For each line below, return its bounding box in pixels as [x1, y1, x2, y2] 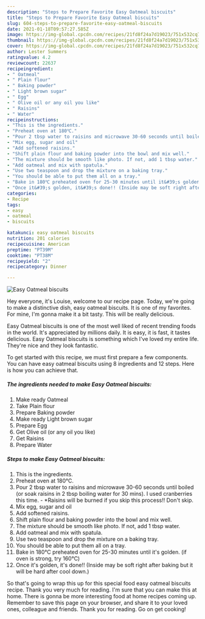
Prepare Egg [15, 422, 47, 429]
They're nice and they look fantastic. [7, 342, 99, 349]
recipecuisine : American [7, 241, 70, 247]
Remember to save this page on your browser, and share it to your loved [7, 599, 188, 607]
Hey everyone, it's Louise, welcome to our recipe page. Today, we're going [7, 298, 195, 305]
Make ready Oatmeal [15, 396, 69, 403]
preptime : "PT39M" [7, 246, 54, 253]
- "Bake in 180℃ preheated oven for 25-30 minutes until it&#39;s [7, 179, 181, 185]
